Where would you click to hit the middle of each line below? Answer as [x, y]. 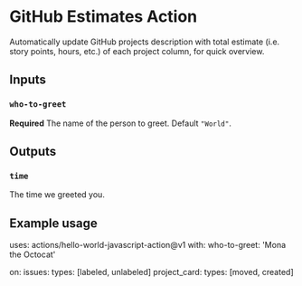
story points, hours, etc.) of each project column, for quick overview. [137, 51]
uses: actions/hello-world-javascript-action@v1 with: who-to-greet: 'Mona [148, 245]
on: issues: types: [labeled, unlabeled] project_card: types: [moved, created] [151, 272]
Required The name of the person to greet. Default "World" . [121, 123]
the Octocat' [33, 254]
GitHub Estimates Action [104, 17]
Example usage [53, 223]
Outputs [33, 152]
